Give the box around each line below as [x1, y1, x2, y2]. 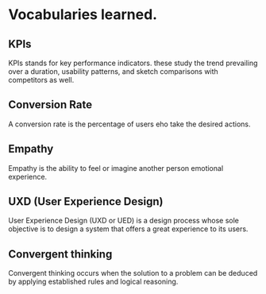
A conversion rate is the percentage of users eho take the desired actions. [8, 119, 252, 129]
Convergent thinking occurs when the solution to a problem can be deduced [8, 269, 258, 278]
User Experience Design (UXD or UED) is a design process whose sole [8, 216, 240, 226]
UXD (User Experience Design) [8, 195, 164, 208]
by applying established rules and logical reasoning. [8, 277, 179, 287]
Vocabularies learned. [8, 6, 157, 24]
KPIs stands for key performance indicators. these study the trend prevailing [8, 58, 258, 68]
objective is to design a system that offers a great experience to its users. [8, 224, 249, 234]
